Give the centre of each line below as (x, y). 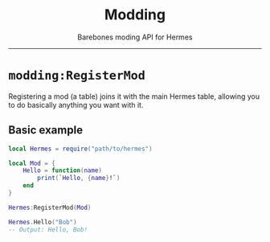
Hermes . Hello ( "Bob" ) (43, 222)
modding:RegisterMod (77, 76)
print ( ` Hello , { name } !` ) (79, 178)
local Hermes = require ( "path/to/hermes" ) (80, 149)
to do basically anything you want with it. (76, 105)
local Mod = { (32, 163)
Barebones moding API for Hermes (135, 37)
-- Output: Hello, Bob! (48, 230)
